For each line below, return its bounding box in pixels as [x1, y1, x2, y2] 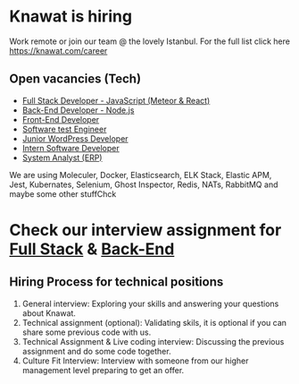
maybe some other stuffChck [9, 188, 117, 199]
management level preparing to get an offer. [21, 364, 185, 375]
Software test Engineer [21, 124, 107, 134]
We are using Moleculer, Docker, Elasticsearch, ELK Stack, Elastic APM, [9, 169, 272, 180]
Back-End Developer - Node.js [21, 105, 135, 115]
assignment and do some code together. [21, 346, 171, 356]
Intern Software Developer [21, 142, 120, 153]
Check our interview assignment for [9, 219, 282, 240]
